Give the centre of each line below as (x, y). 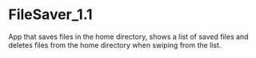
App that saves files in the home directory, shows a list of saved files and (128, 37)
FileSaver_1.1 (51, 15)
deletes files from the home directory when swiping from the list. (115, 44)
